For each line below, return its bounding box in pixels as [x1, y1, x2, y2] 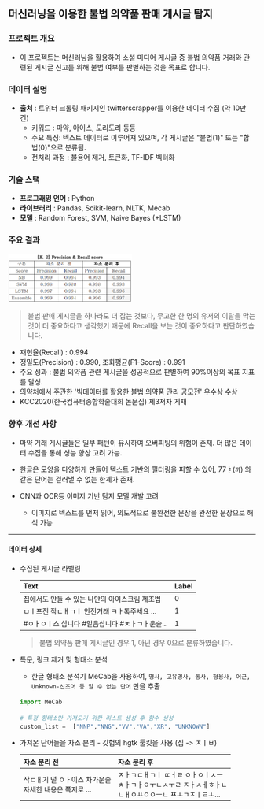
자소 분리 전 [23, 757, 59, 766]
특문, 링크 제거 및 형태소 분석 [19, 655, 108, 664]
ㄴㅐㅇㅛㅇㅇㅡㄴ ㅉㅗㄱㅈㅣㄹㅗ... [117, 789, 221, 799]
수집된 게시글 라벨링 [19, 563, 81, 573]
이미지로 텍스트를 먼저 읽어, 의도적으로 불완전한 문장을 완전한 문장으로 [31, 507, 246, 518]
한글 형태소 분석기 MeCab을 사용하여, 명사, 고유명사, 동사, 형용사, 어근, [31, 671, 251, 681]
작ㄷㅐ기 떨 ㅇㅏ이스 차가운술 [23, 774, 112, 784]
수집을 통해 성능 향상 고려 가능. [27, 447, 123, 457]
